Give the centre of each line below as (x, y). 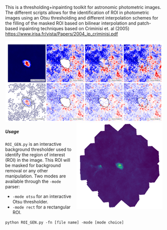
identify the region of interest (35, 154)
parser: (12, 186)
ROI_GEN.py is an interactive (33, 144)
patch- (144, 23)
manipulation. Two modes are (35, 176)
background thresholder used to (38, 149)
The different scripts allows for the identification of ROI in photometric (77, 13)
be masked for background (33, 165)
